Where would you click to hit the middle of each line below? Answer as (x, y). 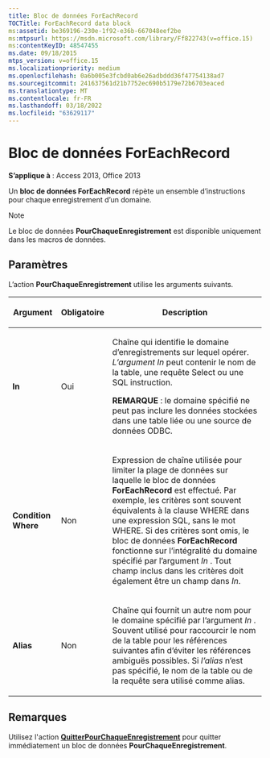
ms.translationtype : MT (48, 91)
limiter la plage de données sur (170, 470)
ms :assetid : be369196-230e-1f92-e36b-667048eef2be (95, 31)
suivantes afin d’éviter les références (182, 650)
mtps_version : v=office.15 (53, 61)
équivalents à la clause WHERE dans (181, 510)
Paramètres (38, 265)
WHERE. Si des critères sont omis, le (180, 531)
